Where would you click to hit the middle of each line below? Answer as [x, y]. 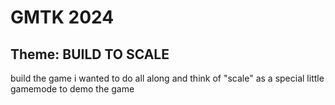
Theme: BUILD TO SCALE [90, 54]
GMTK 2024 [62, 17]
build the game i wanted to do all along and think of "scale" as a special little [167, 78]
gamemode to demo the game [72, 89]
